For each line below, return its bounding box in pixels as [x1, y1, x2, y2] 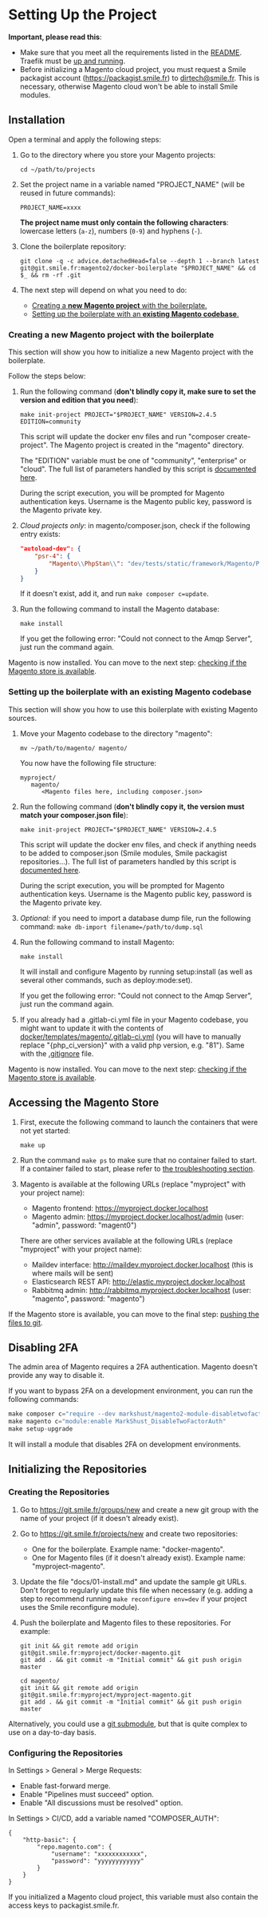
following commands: [8, 1395, 79, 1404]
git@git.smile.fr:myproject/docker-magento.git [19, 1648, 181, 1657]
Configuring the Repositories [8, 1747, 124, 1758]
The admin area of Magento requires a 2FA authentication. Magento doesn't [8, 1362, 258, 1371]
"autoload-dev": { [19, 545, 81, 553]
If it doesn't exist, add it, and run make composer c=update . [19, 589, 209, 599]
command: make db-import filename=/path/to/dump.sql [19, 922, 203, 931]
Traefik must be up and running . [19, 56, 126, 66]
